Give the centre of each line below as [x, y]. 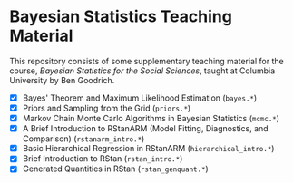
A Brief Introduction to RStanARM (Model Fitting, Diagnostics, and [146, 129]
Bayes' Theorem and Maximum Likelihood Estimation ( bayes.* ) [140, 98]
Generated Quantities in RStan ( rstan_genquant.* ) [115, 169]
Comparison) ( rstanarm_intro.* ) [83, 139]
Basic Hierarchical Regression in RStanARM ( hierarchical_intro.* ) [148, 149]
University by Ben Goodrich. [62, 80]
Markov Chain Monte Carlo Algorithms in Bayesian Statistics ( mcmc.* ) [151, 119]
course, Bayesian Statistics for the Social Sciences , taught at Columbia [142, 71]
